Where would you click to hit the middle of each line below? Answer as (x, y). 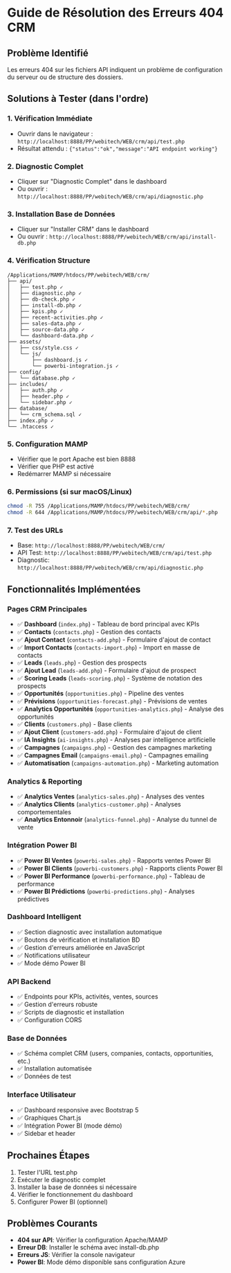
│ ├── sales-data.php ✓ (44, 324)
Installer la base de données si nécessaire (77, 1187)
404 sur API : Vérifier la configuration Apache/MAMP (92, 1240)
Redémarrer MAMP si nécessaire (64, 473)
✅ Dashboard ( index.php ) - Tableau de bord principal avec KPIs (108, 624)
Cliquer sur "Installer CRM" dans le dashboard (83, 229)
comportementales (44, 812)
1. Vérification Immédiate (50, 118)
